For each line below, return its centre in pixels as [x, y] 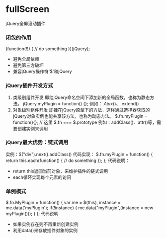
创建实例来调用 [33, 128]
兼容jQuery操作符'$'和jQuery [42, 72]
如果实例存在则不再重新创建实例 [45, 224]
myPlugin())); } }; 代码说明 [32, 214]
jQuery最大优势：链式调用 [37, 143]
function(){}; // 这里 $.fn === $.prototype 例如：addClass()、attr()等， [85, 122]
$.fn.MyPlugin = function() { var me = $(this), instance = [63, 203]
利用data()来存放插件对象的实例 [45, 231]
